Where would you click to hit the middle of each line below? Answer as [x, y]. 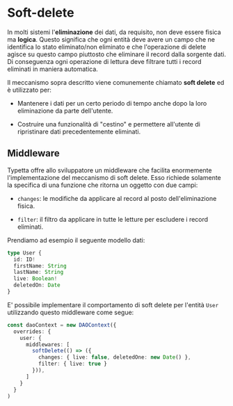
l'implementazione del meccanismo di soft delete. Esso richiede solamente [114, 177]
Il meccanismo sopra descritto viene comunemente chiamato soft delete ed [116, 82]
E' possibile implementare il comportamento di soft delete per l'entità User [113, 304]
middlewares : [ [48, 344]
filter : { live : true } [73, 364]
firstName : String [40, 266]
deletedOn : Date [37, 285]
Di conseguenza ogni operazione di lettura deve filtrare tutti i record [104, 61]
